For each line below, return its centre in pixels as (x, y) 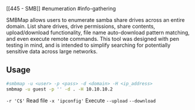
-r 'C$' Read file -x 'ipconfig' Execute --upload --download (81, 101)
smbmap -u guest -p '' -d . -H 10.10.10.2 (59, 89)
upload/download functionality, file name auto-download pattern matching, (98, 33)
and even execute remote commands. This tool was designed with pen (93, 39)
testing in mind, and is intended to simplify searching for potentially (88, 45)
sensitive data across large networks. (52, 51)
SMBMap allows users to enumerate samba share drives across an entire (96, 20)
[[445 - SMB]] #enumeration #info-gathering (61, 9)
